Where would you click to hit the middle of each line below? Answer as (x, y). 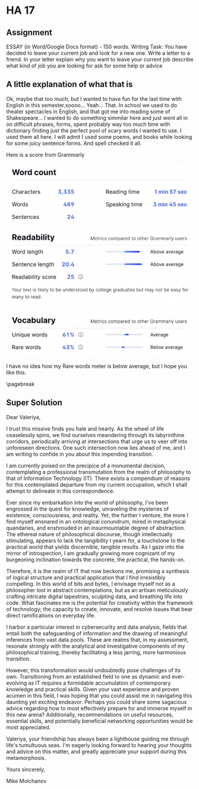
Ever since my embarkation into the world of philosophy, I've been (87, 502)
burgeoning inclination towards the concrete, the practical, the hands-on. (96, 559)
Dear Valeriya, (23, 417)
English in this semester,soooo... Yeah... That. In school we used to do (92, 105)
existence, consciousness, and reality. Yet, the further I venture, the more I (97, 515)
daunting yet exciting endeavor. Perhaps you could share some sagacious (97, 702)
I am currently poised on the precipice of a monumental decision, (86, 465)
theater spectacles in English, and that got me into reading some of (88, 112)
